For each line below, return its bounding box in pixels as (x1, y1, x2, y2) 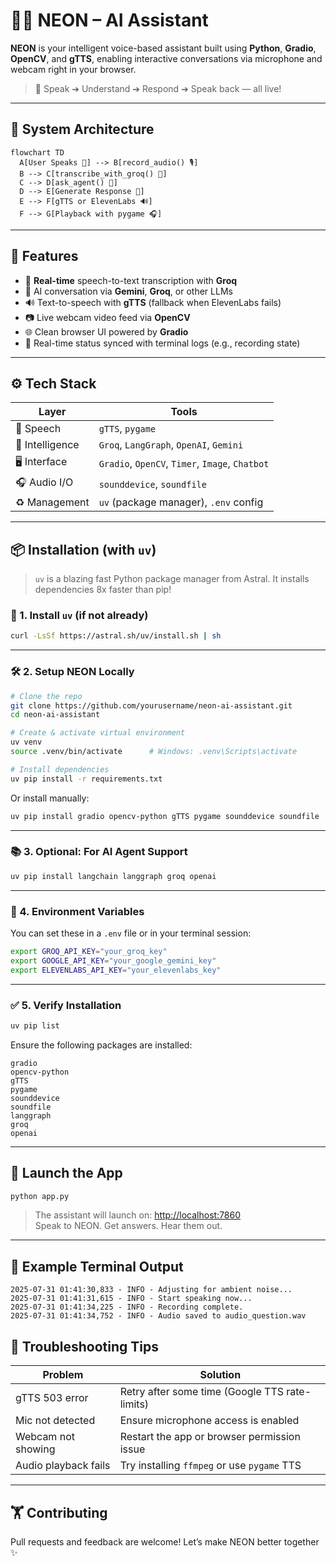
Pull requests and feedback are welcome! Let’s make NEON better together (10, 1535, 320, 1548)
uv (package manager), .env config (98, 495, 264, 509)
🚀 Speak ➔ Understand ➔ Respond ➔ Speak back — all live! (34, 82, 282, 94)
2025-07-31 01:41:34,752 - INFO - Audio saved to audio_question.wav (10, 1311, 307, 1321)
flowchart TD (10, 147, 65, 158)
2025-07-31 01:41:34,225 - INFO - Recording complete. (10, 1302, 244, 1313)
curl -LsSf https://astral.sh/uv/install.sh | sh (10, 631, 222, 641)
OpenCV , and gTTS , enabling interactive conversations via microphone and (10, 52, 323, 64)
